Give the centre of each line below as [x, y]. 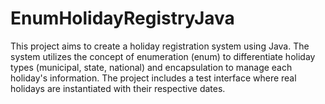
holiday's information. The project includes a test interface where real [153, 78]
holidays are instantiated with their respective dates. [118, 88]
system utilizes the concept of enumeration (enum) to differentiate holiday [163, 56]
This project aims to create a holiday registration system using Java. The [160, 46]
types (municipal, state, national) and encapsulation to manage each [151, 67]
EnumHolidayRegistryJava [122, 18]
